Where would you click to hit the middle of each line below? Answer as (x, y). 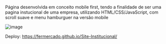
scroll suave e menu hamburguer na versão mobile (57, 17)
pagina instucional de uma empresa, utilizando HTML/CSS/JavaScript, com (82, 12)
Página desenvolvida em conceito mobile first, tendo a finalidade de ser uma (83, 7)
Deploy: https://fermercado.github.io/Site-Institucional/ (61, 36)
